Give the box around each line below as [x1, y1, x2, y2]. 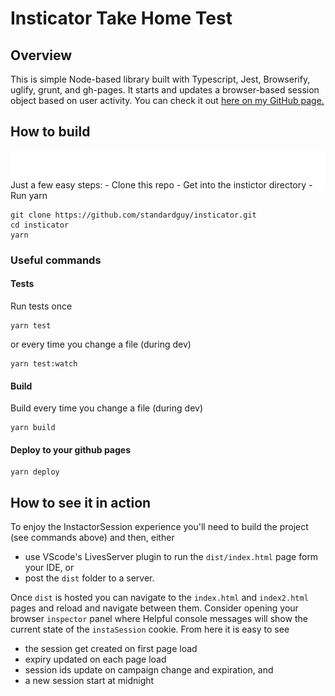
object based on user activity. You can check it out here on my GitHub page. [10, 95, 325, 106]
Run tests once [10, 300, 73, 312]
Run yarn [10, 189, 48, 201]
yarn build [10, 423, 56, 433]
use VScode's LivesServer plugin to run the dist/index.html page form [24, 551, 319, 563]
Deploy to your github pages [10, 443, 132, 456]
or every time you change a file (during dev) [10, 338, 192, 350]
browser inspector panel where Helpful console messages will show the [10, 613, 308, 625]
